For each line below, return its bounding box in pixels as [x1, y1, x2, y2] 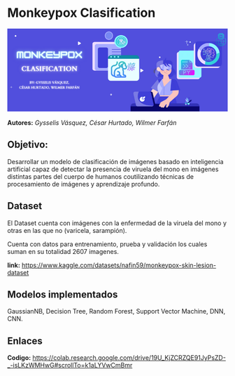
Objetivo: [7, 139, 49, 151]
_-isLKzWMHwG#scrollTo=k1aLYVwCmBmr [7, 361, 133, 370]
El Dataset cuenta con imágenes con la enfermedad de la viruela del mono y [7, 219, 227, 227]
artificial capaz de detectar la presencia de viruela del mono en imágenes [7, 165, 219, 173]
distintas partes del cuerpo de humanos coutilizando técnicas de [7, 172, 194, 180]
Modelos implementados [7, 288, 118, 300]
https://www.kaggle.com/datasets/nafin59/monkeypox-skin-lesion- [22, 261, 217, 269]
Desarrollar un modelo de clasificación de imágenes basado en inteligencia [7, 157, 224, 166]
